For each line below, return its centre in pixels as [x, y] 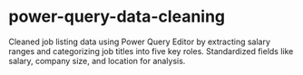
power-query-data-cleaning [117, 17]
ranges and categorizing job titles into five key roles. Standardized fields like [151, 51]
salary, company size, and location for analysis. [97, 61]
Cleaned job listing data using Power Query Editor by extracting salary [140, 42]
